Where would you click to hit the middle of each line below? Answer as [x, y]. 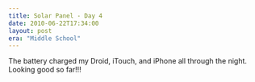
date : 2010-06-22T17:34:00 [54, 23]
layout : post [30, 31]
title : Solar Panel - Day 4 [56, 16]
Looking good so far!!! [45, 70]
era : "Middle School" [45, 38]
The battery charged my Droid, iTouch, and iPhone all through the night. [128, 61]
